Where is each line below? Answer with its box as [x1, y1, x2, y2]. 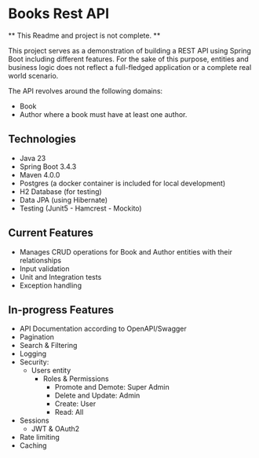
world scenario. [8, 71, 59, 80]
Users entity [31, 366, 71, 376]
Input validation [19, 264, 70, 273]
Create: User [54, 399, 97, 409]
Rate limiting [19, 433, 60, 442]
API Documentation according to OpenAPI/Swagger [19, 324, 187, 334]
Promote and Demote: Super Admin [54, 383, 170, 392]
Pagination [19, 332, 55, 342]
